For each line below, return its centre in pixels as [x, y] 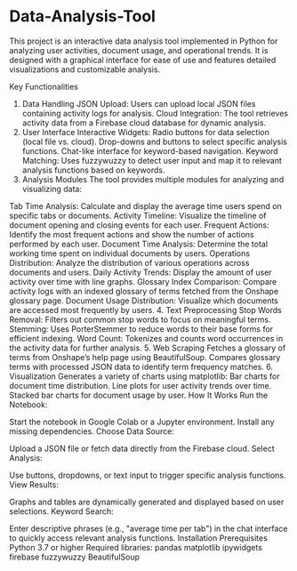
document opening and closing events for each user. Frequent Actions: [139, 225]
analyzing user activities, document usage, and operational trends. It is [139, 50]
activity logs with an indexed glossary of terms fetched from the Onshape [144, 291]
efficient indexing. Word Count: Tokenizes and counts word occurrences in [146, 338]
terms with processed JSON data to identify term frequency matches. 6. [141, 366]
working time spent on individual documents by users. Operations [130, 253]
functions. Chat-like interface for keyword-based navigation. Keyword [150, 151]
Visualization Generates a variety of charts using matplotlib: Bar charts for [144, 376]
